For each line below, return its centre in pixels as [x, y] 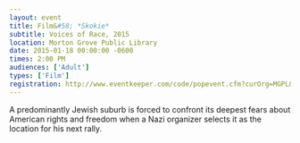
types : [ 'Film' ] [39, 76]
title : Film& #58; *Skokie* [59, 26]
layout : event [36, 17]
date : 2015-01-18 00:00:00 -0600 [71, 51]
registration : [36, 84]
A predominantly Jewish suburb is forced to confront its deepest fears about [150, 109]
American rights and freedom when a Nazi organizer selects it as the [135, 119]
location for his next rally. [56, 128]
